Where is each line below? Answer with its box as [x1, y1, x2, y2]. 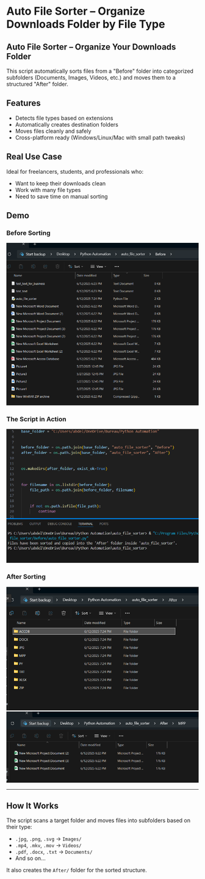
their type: [6, 823, 32, 831]
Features [6, 98, 41, 108]
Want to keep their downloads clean [15, 179, 106, 187]
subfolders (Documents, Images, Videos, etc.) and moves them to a [6, 74, 176, 81]
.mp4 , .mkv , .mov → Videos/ [15, 842, 82, 849]
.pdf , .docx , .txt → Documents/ [15, 848, 93, 856]
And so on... [15, 855, 46, 862]
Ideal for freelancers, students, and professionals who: [6, 168, 144, 175]
